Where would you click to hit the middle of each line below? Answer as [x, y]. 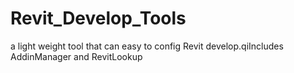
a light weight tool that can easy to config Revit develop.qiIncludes [147, 46]
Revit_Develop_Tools [98, 18]
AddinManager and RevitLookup [76, 56]
